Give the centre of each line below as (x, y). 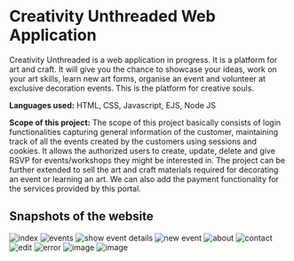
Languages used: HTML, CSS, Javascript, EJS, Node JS (112, 105)
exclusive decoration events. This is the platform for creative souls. (132, 88)
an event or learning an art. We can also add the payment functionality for (144, 178)
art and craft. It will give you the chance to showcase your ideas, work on (143, 69)
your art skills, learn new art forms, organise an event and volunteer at (138, 78)
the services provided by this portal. (75, 188)
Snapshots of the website (81, 216)
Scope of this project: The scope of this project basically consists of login (145, 123)
